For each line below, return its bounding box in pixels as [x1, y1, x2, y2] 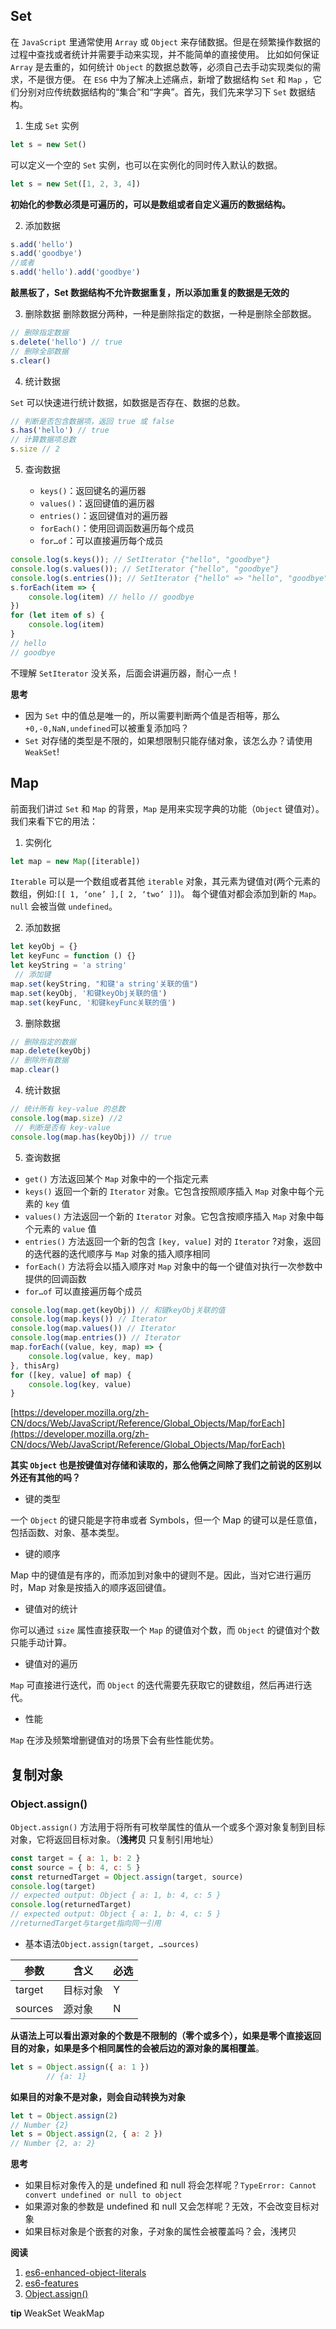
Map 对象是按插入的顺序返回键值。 [27, 1582, 172, 1594]
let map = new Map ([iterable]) [10, 856, 141, 866]
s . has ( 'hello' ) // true [10, 425, 110, 436]
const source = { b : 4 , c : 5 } [10, 1862, 141, 1873]
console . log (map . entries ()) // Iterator [10, 1333, 182, 1343]
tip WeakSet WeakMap [10, 2307, 105, 2319]
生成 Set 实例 [24, 119, 80, 131]
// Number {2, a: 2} [10, 2139, 97, 2149]
